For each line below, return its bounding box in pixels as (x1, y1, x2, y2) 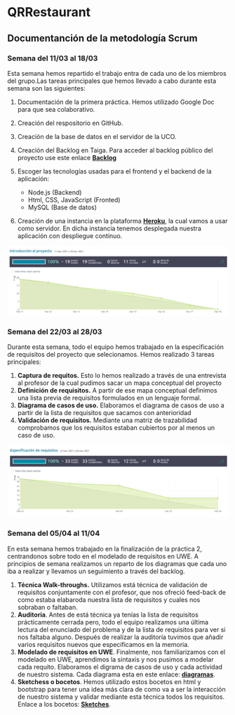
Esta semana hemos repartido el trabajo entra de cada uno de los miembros (7, 69, 227, 77)
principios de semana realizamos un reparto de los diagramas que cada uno (7, 559, 227, 568)
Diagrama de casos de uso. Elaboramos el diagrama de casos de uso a (17, 401, 224, 409)
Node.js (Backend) (27, 188, 82, 197)
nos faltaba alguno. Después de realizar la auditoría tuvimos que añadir (17, 633, 224, 641)
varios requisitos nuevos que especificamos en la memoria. (17, 640, 189, 648)
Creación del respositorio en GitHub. (17, 119, 123, 127)
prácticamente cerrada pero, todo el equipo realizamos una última (17, 617, 209, 626)
